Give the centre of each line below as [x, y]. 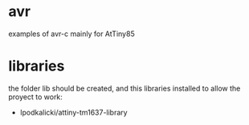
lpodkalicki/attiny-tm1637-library [73, 112]
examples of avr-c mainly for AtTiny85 [71, 34]
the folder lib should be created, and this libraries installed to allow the [124, 88]
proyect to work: [35, 97]
